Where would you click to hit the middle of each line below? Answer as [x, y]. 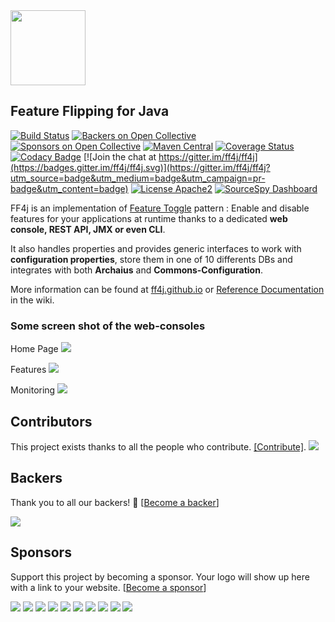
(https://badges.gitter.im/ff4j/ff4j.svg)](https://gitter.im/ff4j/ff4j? [140, 167]
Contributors [51, 421]
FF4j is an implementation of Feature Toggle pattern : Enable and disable [160, 208]
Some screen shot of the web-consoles [108, 326]
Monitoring [33, 390]
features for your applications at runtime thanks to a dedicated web [149, 218]
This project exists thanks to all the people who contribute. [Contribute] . [158, 446]
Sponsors [41, 552]
